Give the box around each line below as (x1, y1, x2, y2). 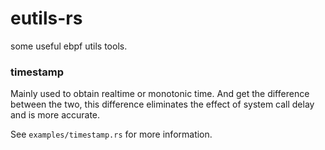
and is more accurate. (10, 109, 101, 121)
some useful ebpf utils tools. (10, 40, 128, 52)
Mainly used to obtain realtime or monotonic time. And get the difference (10, 88, 310, 100)
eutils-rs (10, 7, 83, 30)
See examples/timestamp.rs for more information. (10, 128, 213, 141)
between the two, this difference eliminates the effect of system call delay (10, 98, 315, 111)
